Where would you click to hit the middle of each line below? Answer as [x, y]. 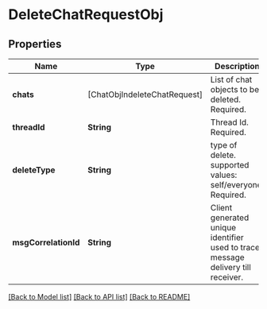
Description [237, 66]
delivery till [231, 267]
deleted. [225, 99]
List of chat [231, 79]
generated [230, 218]
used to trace [235, 247]
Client [221, 208]
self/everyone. [237, 185]
